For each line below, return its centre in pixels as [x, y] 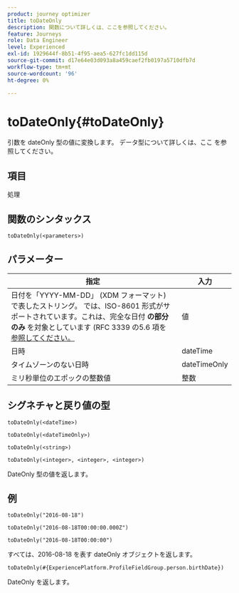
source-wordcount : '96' [43, 73]
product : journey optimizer [49, 14]
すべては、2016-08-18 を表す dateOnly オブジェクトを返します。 [102, 555]
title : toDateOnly [34, 21]
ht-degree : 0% [28, 80]
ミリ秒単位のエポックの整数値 [61, 378]
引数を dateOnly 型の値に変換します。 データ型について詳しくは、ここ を [114, 143]
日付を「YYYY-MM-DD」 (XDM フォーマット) [89, 295]
